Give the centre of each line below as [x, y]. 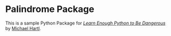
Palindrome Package [50, 9]
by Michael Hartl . [23, 28]
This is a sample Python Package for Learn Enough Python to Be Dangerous [86, 23]
